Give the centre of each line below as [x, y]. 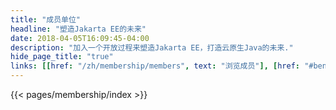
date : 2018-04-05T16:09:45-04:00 [80, 38]
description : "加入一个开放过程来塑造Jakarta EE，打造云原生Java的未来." [152, 47]
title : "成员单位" [46, 19]
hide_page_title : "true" [62, 57]
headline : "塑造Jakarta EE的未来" [78, 29]
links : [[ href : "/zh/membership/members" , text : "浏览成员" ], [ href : [155, 66]
